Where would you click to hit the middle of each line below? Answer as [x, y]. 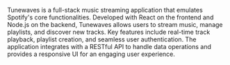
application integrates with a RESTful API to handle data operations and [109, 47]
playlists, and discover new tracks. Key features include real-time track [109, 32]
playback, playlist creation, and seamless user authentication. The [102, 39]
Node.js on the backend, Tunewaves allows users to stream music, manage [115, 25]
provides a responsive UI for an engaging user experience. [91, 54]
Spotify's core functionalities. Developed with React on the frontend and [110, 17]
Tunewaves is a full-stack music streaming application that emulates [105, 10]
